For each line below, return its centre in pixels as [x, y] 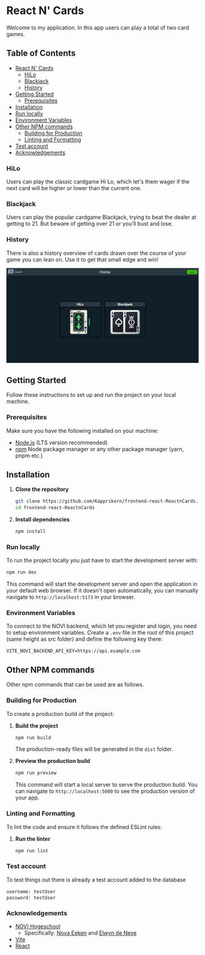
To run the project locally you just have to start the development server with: [102, 561]
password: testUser [31, 898]
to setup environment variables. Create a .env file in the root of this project [100, 633]
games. [16, 34]
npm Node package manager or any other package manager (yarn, [99, 449]
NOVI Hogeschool [38, 926]
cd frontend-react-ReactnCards [55, 508]
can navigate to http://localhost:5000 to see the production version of [105, 791]
